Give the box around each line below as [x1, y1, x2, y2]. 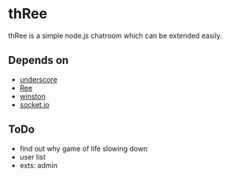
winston [19, 92, 46, 101]
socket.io [19, 99, 50, 109]
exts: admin [19, 160, 57, 170]
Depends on [8, 54, 69, 67]
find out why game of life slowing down [19, 144, 148, 153]
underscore [19, 74, 57, 84]
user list [19, 152, 46, 162]
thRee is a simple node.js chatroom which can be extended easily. [8, 31, 223, 40]
